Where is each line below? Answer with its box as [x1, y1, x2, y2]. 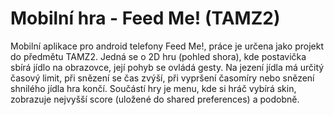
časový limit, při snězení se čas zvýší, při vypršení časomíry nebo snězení [10, 72, 315, 84]
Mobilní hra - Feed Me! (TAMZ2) [10, 7, 281, 30]
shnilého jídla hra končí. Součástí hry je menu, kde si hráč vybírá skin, [10, 82, 297, 94]
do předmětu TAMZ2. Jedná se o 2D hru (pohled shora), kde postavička [10, 50, 307, 62]
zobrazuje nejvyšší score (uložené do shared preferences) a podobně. [10, 93, 300, 105]
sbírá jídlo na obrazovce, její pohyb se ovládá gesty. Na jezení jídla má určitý [10, 61, 325, 73]
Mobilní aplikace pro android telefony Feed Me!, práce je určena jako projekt [10, 40, 324, 52]
